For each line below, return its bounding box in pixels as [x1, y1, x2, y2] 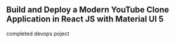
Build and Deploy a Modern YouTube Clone [6, 5, 170, 15]
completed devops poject [6, 30, 70, 37]
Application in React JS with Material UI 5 [6, 14, 164, 24]
